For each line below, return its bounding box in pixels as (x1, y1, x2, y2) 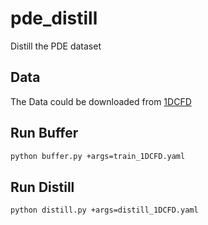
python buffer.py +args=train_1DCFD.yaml (10, 151, 186, 161)
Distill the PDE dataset (10, 40, 102, 52)
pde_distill (10, 7, 98, 30)
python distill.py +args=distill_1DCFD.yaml (10, 205, 199, 216)
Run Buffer (10, 125, 79, 142)
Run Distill (10, 178, 75, 196)
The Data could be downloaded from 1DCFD (10, 95, 192, 107)
